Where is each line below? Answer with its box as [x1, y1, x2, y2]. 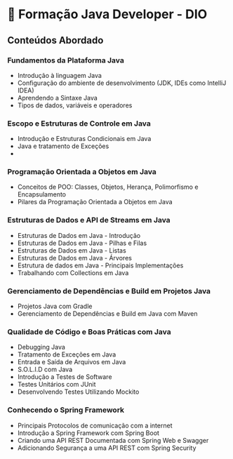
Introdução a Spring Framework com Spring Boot [17, 428, 160, 437]
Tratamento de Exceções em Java [17, 350, 116, 359]
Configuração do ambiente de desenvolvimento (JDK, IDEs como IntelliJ [17, 79, 227, 87]
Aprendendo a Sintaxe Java [17, 93, 98, 102]
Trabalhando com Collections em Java [17, 268, 129, 277]
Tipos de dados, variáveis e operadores [17, 101, 133, 109]
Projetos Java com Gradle [17, 302, 93, 311]
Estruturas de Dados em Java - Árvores [17, 253, 132, 262]
